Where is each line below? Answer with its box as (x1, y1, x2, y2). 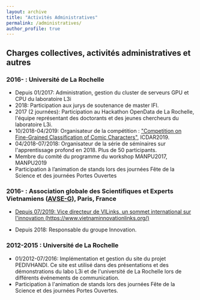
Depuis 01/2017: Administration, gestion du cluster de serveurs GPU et (14, 88, 189, 96)
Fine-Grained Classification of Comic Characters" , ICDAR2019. (14, 133, 170, 141)
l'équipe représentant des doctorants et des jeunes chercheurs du (14, 114, 179, 121)
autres (6, 57, 31, 67)
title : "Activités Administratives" (6, 14, 98, 20)
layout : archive (6, 8, 47, 15)
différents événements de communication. (14, 274, 120, 281)
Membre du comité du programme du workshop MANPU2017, (14, 153, 168, 160)
